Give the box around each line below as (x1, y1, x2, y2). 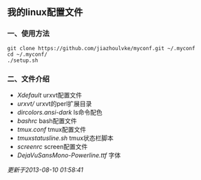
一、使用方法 (7, 29, 50, 38)
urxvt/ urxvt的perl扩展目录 (17, 99, 92, 108)
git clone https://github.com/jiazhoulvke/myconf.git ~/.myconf (7, 45, 195, 52)
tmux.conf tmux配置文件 (17, 125, 87, 133)
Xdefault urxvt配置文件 (17, 91, 83, 99)
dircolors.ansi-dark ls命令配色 (17, 108, 103, 116)
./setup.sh (7, 57, 39, 64)
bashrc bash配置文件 (17, 116, 77, 125)
